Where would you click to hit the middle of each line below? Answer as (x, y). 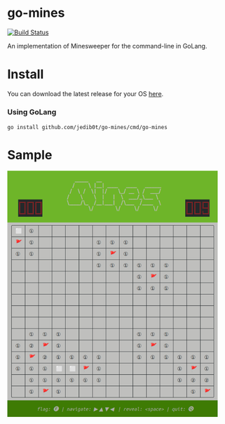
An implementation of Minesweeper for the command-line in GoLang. (107, 46)
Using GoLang (32, 112)
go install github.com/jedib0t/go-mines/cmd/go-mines (88, 128)
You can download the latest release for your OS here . (86, 93)
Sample (30, 155)
